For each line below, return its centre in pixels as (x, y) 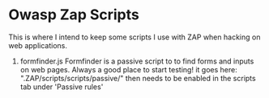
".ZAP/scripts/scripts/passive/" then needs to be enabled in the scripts (138, 78)
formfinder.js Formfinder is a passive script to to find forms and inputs (137, 61)
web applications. (38, 45)
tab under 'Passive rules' (62, 87)
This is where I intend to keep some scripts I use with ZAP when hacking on (134, 37)
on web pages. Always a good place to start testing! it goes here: (128, 69)
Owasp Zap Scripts (74, 15)
